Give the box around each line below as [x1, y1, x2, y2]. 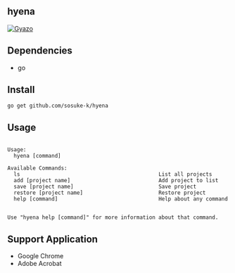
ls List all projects [13, 171, 212, 178]
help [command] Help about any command [13, 196, 229, 203]
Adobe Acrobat [17, 260, 62, 268]
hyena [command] [13, 153, 61, 160]
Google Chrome [17, 252, 64, 260]
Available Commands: [7, 165, 68, 172]
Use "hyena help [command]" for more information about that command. [7, 214, 219, 221]
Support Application [7, 233, 99, 245]
